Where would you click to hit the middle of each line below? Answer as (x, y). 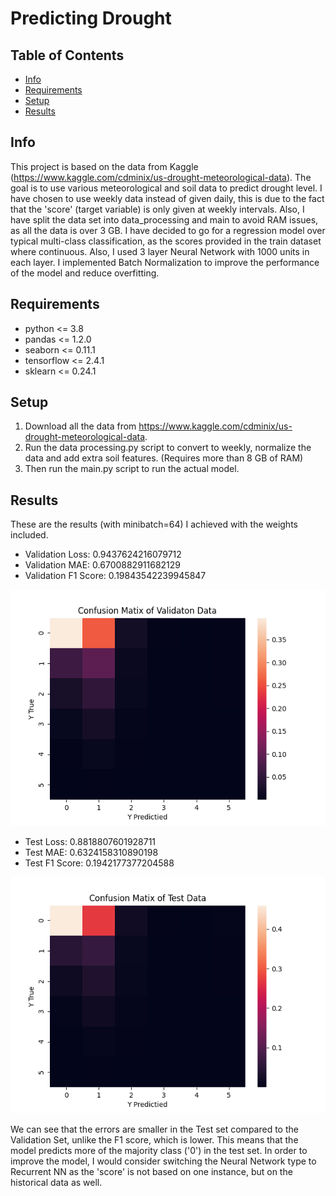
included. (29, 535)
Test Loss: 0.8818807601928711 (90, 842)
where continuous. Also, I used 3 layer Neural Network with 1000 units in (160, 251)
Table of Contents (67, 55)
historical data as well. (56, 1183)
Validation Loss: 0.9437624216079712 (103, 554)
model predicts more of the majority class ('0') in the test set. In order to (159, 1151)
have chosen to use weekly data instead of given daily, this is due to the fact (167, 198)
